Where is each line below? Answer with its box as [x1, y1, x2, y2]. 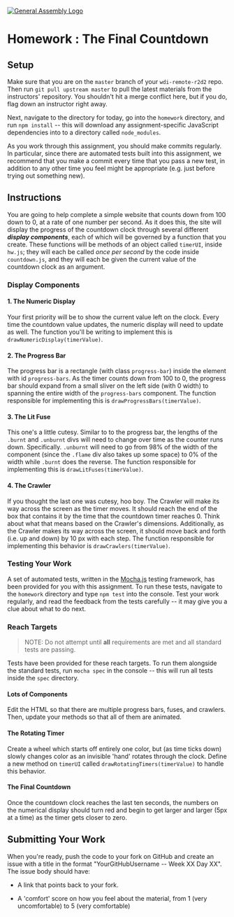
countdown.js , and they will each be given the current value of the [7, 255, 197, 263]
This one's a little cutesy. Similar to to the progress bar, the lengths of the [7, 428, 218, 437]
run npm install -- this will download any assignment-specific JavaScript [7, 121, 219, 129]
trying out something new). [7, 171, 85, 180]
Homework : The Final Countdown [7, 31, 209, 47]
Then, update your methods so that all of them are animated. [7, 713, 182, 721]
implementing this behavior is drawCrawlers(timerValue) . [7, 541, 170, 549]
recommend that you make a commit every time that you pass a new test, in [7, 157, 226, 164]
